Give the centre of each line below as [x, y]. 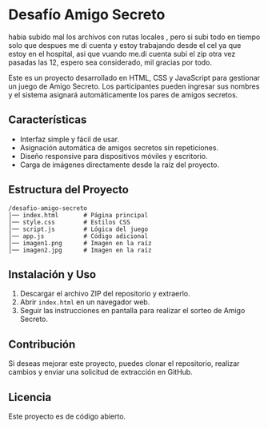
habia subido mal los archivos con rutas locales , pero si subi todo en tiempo [134, 37]
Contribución [42, 344]
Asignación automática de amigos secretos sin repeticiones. [119, 147]
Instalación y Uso [52, 274]
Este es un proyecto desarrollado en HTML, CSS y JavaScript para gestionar [134, 77]
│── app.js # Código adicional [78, 236]
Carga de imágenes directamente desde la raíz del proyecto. [120, 165]
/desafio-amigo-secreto [48, 208]
